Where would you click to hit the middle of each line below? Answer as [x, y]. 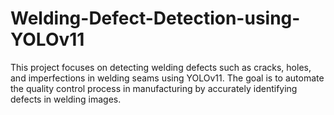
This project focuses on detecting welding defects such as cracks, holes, [161, 67]
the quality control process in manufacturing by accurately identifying [154, 88]
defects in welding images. [66, 99]
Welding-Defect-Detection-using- [155, 18]
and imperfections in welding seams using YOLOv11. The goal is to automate [167, 78]
